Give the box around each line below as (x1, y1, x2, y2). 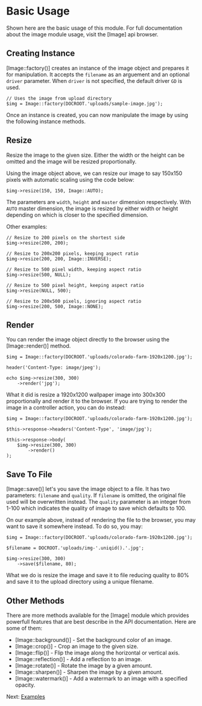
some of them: (6, 625, 42, 632)
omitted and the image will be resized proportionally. (6, 157, 137, 165)
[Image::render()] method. (6, 342, 71, 349)
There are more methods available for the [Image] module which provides (6, 612, 189, 619)
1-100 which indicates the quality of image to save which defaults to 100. (6, 504, 187, 512)
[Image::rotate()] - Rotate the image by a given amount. (14, 662, 153, 669)
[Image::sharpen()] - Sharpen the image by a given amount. (14, 668, 163, 676)
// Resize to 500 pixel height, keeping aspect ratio (6, 282, 145, 288)
